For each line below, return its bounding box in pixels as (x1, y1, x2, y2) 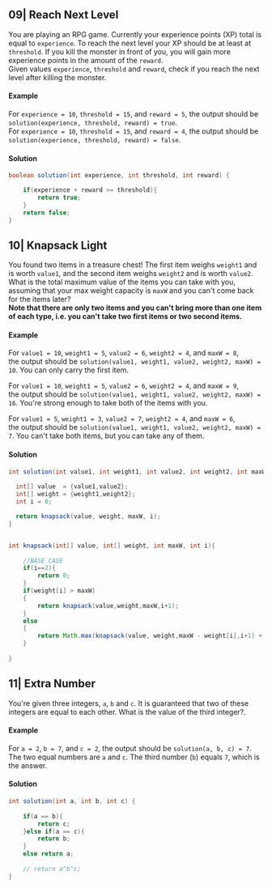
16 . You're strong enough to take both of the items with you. (8, 398, 208, 408)
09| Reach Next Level (8, 8, 119, 22)
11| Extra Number (8, 677, 96, 690)
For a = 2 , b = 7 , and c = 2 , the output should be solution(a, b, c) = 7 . (8, 743, 253, 753)
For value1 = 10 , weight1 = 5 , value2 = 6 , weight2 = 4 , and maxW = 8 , (8, 348, 240, 358)
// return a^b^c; (23, 865, 82, 873)
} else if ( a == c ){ (23, 827, 85, 835)
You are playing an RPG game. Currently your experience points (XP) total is (8, 29, 261, 39)
